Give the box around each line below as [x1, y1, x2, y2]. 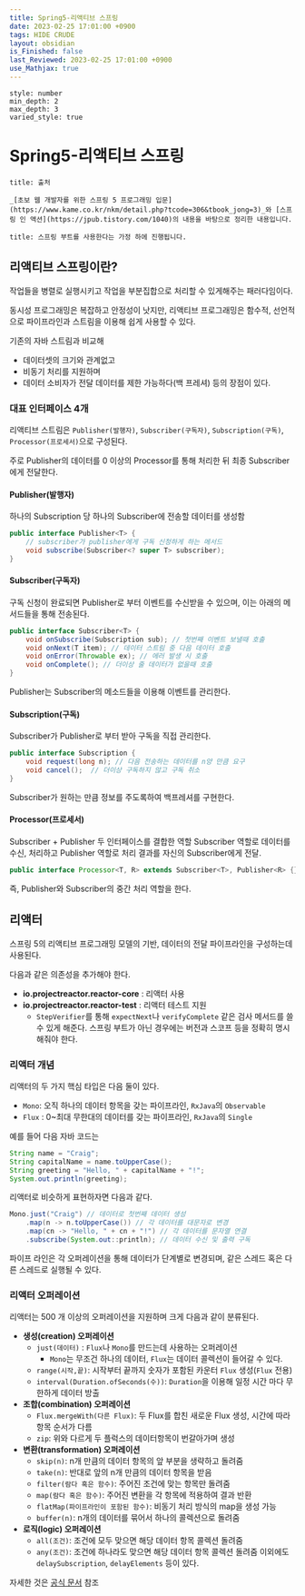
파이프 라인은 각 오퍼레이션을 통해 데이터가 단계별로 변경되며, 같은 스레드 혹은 [9, 1253, 283, 1264]
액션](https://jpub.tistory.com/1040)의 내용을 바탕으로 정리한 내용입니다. [30, 214, 292, 223]
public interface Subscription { [9, 748, 136, 758]
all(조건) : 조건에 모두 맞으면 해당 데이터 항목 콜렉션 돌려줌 [35, 1535, 243, 1546]
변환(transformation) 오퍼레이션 [22, 1444, 141, 1455]
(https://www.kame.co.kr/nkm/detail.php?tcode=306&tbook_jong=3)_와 [9, 205, 272, 214]
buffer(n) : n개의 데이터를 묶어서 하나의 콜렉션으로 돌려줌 [35, 1512, 241, 1523]
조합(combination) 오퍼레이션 [22, 1399, 132, 1410]
